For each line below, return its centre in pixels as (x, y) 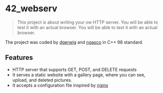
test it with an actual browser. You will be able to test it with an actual (87, 27)
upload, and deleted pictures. (42, 80)
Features (19, 58)
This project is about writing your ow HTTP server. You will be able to (87, 22)
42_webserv (31, 9)
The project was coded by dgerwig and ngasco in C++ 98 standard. (74, 42)
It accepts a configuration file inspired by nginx (60, 85)
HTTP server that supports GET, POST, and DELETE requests (74, 69)
